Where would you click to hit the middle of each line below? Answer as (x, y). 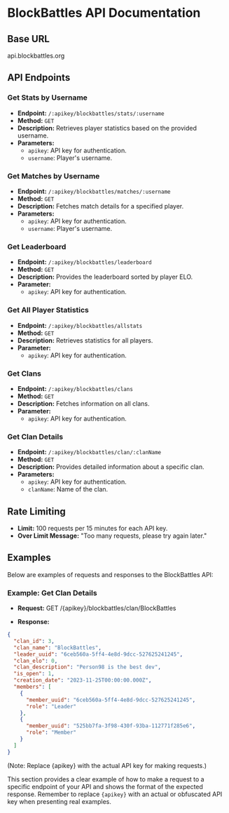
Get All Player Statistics (48, 310)
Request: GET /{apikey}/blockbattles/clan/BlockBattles (97, 608)
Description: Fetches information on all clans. (83, 403)
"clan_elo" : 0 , (36, 661)
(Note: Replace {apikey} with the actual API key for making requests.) (107, 765)
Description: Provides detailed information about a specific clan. (111, 467)
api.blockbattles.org (36, 55)
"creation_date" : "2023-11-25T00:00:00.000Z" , (83, 680)
